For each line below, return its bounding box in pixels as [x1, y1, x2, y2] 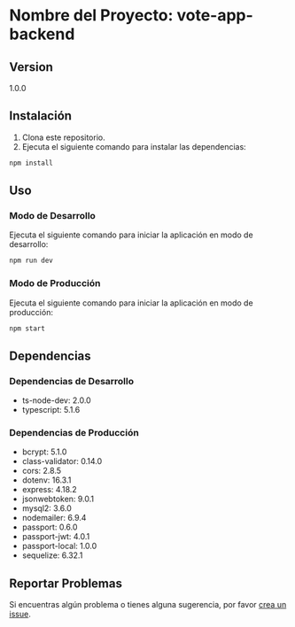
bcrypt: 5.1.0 [21, 446, 67, 457]
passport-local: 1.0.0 [21, 541, 97, 552]
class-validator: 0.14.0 [21, 456, 103, 467]
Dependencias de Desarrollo [9, 375, 135, 387]
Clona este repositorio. [21, 132, 105, 143]
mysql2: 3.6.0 [21, 503, 73, 514]
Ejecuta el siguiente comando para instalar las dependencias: [21, 141, 246, 151]
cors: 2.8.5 [21, 466, 62, 476]
